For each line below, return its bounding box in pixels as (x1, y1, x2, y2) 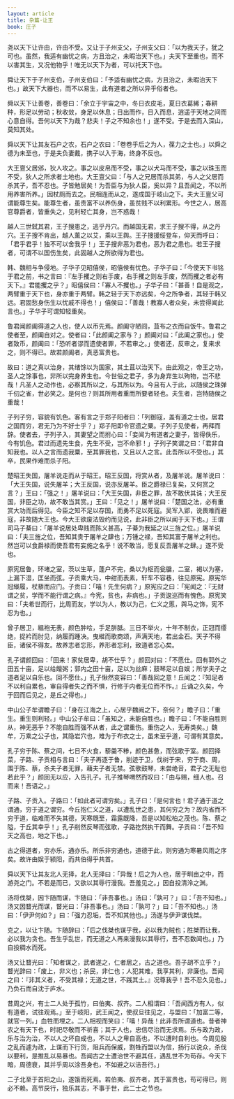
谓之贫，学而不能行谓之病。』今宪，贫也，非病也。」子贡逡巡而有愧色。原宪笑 (7, 591, 227, 600)
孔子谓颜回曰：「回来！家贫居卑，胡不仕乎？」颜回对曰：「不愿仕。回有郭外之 (7, 656, 227, 664)
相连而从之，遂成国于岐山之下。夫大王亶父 (95, 190, 218, 199)
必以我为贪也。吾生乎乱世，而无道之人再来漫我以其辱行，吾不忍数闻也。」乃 (7, 935, 224, 943)
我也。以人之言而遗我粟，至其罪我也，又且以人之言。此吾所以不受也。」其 (13, 448, 224, 457)
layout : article (7, 10, 54, 17)
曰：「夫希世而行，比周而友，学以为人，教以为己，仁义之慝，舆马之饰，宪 (7, 600, 218, 608)
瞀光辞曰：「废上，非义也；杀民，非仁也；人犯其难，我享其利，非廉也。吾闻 (7, 967, 224, 975)
